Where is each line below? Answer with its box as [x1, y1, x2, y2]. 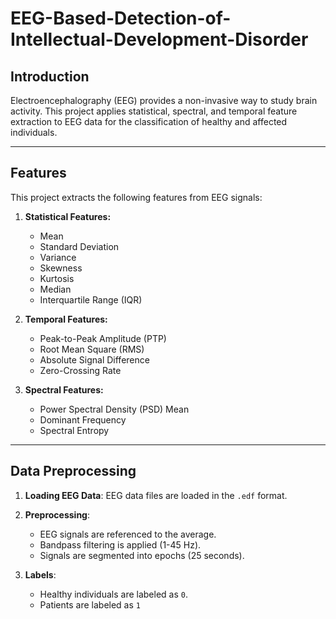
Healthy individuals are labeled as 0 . [39, 588, 188, 600]
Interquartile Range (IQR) [39, 293, 143, 306]
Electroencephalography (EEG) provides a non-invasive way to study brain [10, 95, 318, 106]
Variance [39, 251, 77, 263]
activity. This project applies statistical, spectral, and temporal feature [10, 105, 298, 117]
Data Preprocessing [10, 463, 137, 480]
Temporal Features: [24, 313, 108, 325]
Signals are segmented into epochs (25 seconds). [39, 549, 245, 561]
